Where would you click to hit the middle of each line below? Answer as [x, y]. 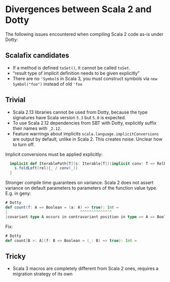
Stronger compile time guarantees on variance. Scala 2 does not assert [79, 183]
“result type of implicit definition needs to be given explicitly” [76, 73]
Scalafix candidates [37, 56]
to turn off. [24, 144]
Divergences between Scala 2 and [78, 9]
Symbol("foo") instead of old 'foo [47, 84]
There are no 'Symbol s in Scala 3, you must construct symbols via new [85, 78]
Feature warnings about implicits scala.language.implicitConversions [86, 133]
